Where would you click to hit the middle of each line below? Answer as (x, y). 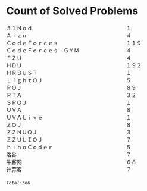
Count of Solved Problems (72, 11)
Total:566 (18, 183)
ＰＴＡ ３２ (71, 95)
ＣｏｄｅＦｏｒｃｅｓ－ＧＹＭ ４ (69, 50)
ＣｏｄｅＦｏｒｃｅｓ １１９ (74, 43)
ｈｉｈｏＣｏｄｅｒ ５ (69, 147)
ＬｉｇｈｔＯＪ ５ (69, 80)
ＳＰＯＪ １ (69, 102)
